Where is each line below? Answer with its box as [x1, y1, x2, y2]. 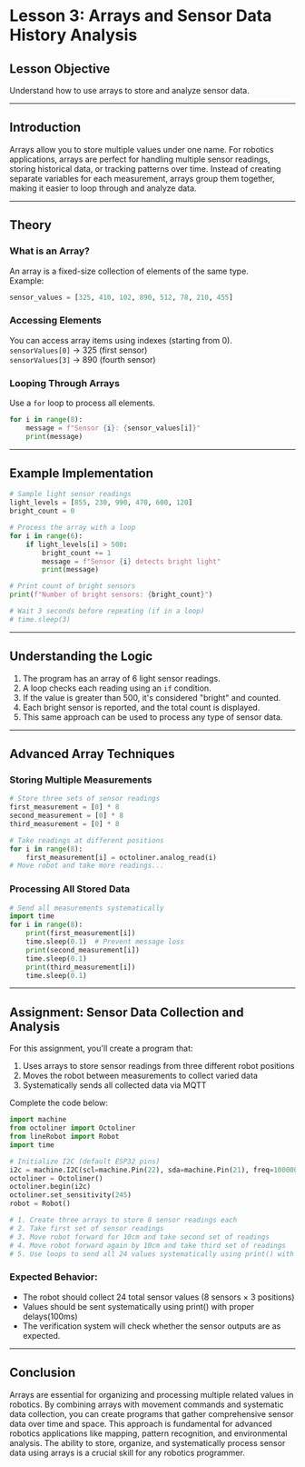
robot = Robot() [9, 1199, 71, 1209]
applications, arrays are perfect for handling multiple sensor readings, [9, 154, 271, 165]
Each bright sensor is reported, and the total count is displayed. [22, 702, 261, 713]
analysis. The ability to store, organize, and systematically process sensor [9, 1437, 286, 1448]
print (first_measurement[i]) [25, 929, 136, 938]
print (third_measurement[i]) [25, 963, 136, 972]
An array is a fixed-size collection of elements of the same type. [9, 265, 250, 276]
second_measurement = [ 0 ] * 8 [9, 811, 124, 821]
